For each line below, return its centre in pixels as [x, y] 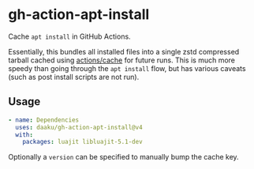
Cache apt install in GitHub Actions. [70, 36]
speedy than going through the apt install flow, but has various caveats [127, 68]
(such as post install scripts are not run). [74, 77]
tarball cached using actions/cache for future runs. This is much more [121, 60]
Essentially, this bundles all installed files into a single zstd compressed [124, 51]
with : [24, 135]
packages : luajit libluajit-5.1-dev [83, 142]
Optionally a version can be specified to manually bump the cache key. [123, 157]
